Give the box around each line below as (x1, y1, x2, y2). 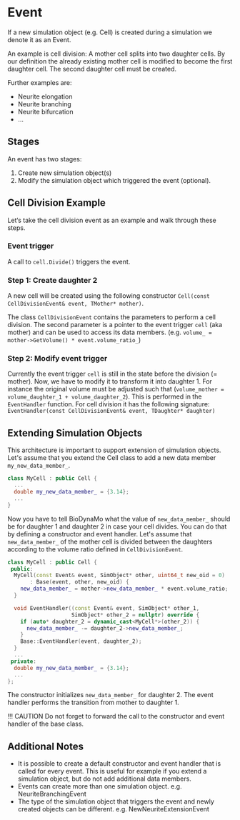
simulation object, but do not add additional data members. (17, 774, 191, 783)
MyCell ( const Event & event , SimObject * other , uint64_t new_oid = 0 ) (14, 572, 225, 579)
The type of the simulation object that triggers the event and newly (17, 797, 214, 806)
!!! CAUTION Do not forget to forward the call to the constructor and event (7, 712, 225, 721)
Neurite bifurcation (17, 107, 74, 116)
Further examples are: (7, 78, 72, 86)
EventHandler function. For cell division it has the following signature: (7, 400, 210, 409)
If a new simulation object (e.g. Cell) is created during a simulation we (7, 28, 213, 36)
